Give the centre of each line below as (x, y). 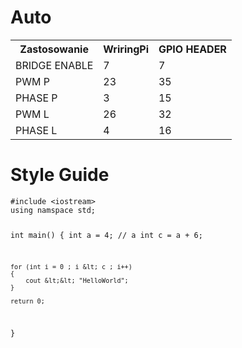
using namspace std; (53, 210)
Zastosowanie (54, 49)
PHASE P (36, 98)
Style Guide (60, 175)
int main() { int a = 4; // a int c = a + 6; (106, 235)
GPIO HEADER (192, 49)
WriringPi (126, 49)
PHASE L (36, 130)
